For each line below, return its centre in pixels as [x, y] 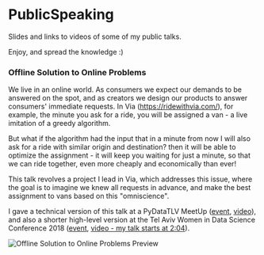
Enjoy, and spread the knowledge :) [66, 51]
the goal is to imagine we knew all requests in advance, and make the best [130, 188]
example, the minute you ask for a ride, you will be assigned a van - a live [128, 115]
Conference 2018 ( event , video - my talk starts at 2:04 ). [99, 228]
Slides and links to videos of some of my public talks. [95, 36]
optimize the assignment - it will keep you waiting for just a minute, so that [130, 155]
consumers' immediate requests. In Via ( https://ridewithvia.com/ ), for [121, 107]
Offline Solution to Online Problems [77, 72]
